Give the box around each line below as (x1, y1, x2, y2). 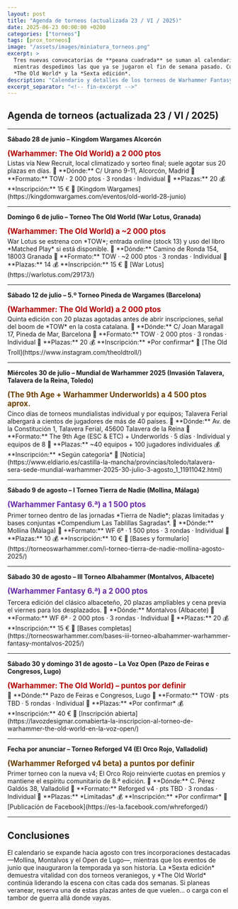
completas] (98, 623, 132, 633)
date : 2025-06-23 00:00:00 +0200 (7, 23, 106, 31)
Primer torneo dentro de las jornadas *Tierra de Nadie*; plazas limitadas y (7, 511, 225, 520)
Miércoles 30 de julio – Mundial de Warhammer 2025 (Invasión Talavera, (7, 369, 225, 377)
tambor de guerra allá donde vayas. (7, 893, 112, 903)
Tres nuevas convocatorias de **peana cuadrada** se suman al (13, 57, 201, 64)
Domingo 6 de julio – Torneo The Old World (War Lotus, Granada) (7, 213, 202, 221)
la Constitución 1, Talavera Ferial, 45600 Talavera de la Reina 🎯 (7, 424, 191, 433)
